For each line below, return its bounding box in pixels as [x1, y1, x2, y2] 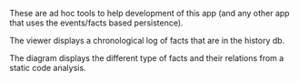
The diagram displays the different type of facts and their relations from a [9, 53, 284, 63]
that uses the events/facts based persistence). [9, 17, 184, 28]
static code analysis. [9, 63, 86, 73]
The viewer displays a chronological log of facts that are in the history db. [9, 36, 285, 46]
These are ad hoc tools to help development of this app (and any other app [9, 8, 290, 18]
